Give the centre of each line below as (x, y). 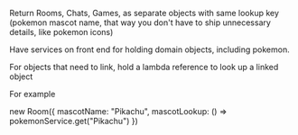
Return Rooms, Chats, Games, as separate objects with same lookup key (144, 13)
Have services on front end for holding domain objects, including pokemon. (150, 49)
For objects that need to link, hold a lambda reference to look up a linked (144, 67)
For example (33, 94)
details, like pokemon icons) (61, 32)
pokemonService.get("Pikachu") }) (74, 121)
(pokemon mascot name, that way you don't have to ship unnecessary (140, 22)
